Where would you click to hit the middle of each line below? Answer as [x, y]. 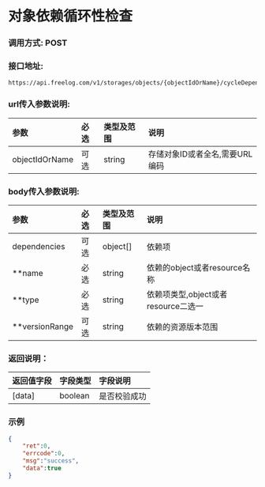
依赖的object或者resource [195, 268]
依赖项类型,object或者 [187, 294]
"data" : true [42, 468]
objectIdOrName [43, 159]
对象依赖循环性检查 [71, 16]
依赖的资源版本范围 [183, 327]
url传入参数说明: [39, 104]
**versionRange [43, 327]
